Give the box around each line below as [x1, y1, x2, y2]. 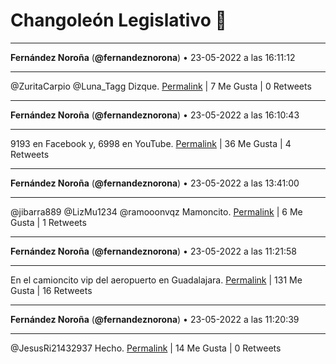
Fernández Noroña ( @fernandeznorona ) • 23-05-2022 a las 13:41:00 [10, 177, 300, 189]
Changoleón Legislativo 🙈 [10, 9, 227, 32]
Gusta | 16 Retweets [10, 284, 93, 296]
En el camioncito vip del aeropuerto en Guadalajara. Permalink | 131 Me [10, 274, 303, 286]
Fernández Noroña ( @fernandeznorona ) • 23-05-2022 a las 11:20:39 [10, 313, 300, 325]
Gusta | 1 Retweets [10, 216, 87, 228]
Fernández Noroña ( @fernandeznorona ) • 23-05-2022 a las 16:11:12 [10, 51, 296, 63]
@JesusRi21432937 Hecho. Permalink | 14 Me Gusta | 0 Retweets [10, 342, 282, 354]
